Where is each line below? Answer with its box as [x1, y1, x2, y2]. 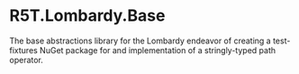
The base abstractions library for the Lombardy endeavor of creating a [9, 35, 272, 46]
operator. [9, 54, 43, 65]
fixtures [9, 44, 38, 55]
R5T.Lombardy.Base [9, 5, 166, 26]
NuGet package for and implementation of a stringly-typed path [39, 44, 276, 55]
